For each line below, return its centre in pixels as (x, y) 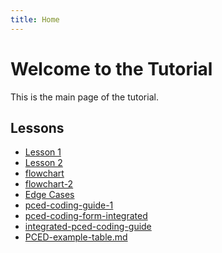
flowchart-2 (49, 184)
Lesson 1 (43, 152)
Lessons (37, 127)
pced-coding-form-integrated (86, 216)
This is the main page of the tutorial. (84, 97)
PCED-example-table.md (76, 237)
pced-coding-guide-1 (69, 205)
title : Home (35, 19)
